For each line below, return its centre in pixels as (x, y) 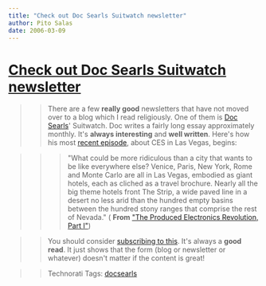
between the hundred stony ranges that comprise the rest (162, 209)
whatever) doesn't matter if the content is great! (126, 258)
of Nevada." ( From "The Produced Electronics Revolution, (163, 217)
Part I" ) (79, 226)
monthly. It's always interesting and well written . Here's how (149, 134)
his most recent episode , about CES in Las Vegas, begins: (142, 143)
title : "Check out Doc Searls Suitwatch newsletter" (98, 16)
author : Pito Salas (41, 23)
